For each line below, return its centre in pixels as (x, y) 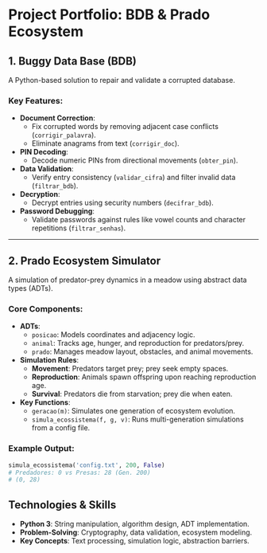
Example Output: (41, 449)
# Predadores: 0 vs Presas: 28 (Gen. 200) (79, 473)
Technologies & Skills (62, 505)
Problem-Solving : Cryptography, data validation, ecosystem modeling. (136, 532)
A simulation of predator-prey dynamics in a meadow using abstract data (128, 280)
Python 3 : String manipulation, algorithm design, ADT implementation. (135, 524)
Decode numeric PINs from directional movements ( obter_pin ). (135, 160)
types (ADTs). (31, 288)
